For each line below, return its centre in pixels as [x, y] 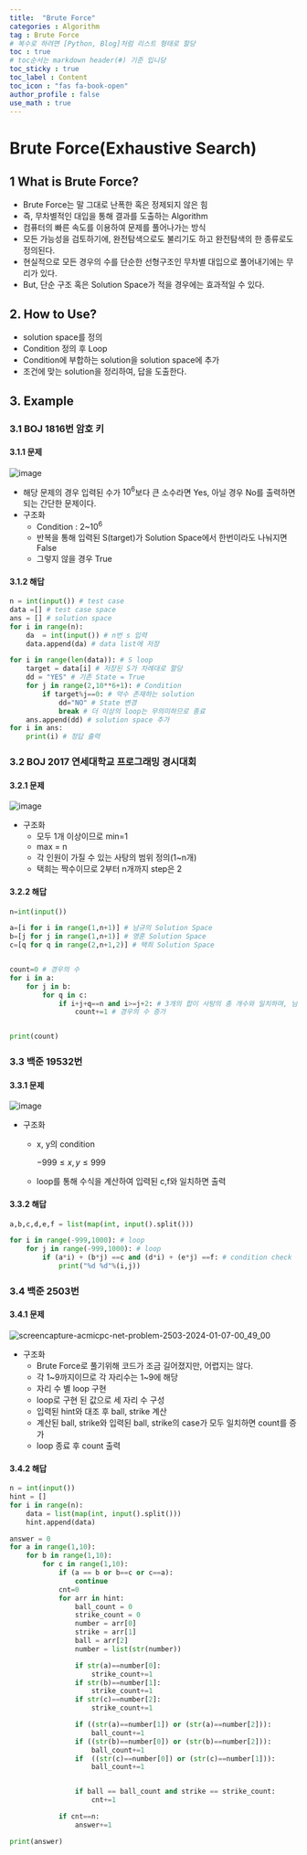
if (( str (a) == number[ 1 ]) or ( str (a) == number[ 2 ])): [173, 1725]
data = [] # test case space [63, 610]
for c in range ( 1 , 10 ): [85, 1564]
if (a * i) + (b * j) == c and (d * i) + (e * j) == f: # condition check [167, 1257]
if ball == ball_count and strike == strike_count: [175, 1792]
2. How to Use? [53, 314]
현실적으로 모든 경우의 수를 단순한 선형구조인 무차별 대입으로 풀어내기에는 [153, 262]
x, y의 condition [66, 1144]
